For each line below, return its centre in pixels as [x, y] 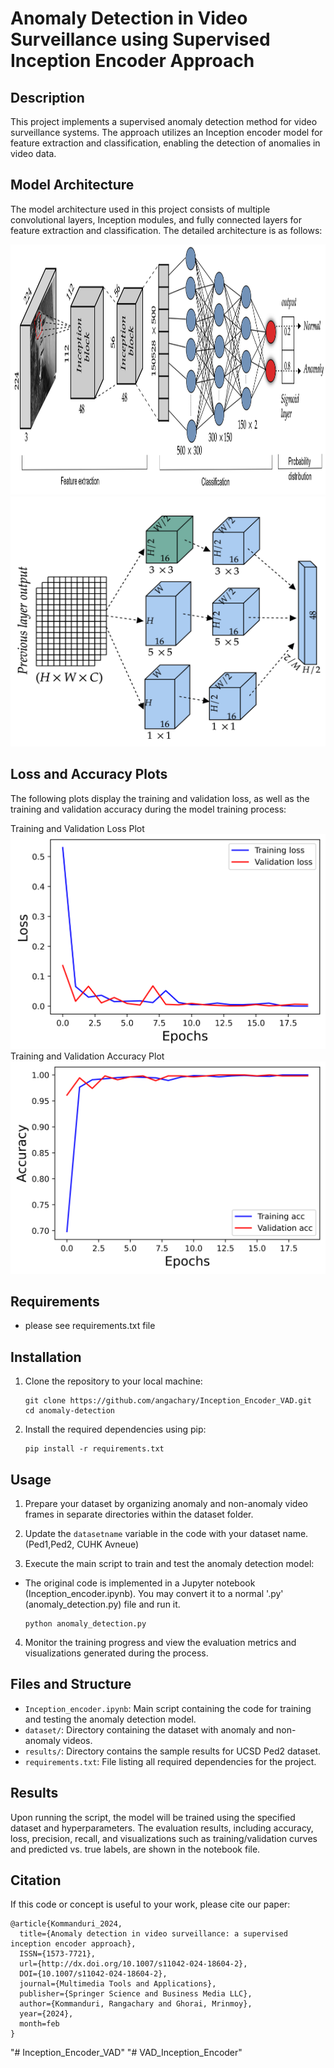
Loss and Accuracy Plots [89, 774]
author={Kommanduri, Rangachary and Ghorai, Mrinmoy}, [136, 2004]
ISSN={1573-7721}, [58, 1954]
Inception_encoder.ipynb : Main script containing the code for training [168, 1708]
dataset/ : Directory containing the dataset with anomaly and [149, 1729]
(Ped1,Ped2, [49, 1544]
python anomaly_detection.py [85, 1624]
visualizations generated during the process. [116, 1653]
